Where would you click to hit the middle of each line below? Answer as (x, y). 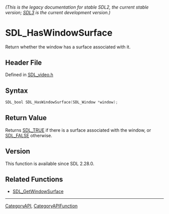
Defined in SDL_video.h (29, 75)
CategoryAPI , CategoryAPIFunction (41, 206)
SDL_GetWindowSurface (38, 191)
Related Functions (34, 179)
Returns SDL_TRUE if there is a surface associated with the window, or (78, 130)
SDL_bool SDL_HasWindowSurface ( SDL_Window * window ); (62, 102)
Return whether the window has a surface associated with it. (68, 47)
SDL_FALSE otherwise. (29, 135)
